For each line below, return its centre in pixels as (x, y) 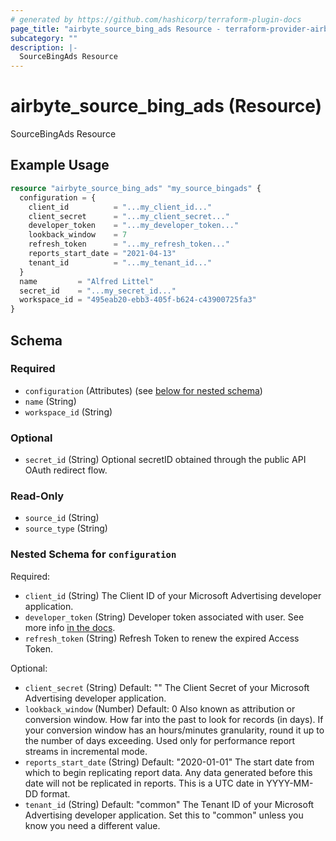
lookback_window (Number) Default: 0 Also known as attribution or (160, 708)
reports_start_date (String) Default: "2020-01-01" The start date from (169, 762)
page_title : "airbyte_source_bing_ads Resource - (116, 29)
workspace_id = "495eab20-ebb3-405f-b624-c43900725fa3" (138, 300)
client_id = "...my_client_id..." (120, 207)
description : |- (44, 47)
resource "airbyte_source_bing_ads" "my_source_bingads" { (136, 188)
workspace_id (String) (68, 412)
